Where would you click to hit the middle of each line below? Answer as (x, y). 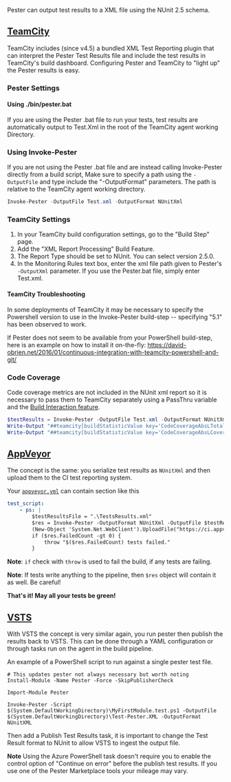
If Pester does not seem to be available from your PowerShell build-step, (110, 338)
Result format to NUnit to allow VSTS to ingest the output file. (94, 743)
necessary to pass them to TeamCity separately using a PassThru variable (112, 400)
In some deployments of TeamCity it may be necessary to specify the (106, 309)
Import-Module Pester (38, 693)
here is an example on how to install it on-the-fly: (77, 344)
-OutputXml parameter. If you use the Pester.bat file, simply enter (109, 271)
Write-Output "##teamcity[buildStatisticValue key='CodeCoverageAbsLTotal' (118, 426)
